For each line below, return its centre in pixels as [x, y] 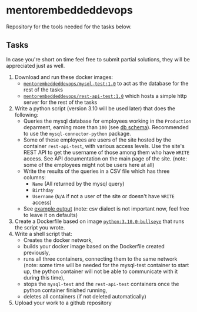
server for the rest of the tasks [60, 102]
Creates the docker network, [58, 240]
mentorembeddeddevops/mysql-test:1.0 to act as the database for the [106, 83]
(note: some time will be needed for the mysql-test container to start [106, 265]
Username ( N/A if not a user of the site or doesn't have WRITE [103, 196]
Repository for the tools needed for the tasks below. [69, 27]
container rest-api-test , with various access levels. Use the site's [104, 146]
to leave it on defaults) [51, 215]
